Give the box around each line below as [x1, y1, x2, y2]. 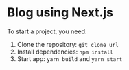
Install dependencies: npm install [16, 48, 113, 56]
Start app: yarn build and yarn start [16, 54, 123, 63]
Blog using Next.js [7, 5, 114, 20]
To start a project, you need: [7, 27, 87, 35]
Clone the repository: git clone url [16, 40, 119, 48]
